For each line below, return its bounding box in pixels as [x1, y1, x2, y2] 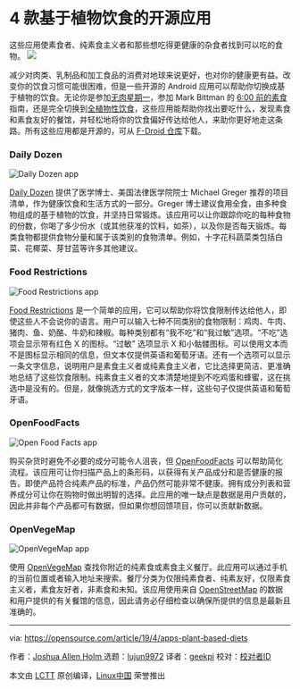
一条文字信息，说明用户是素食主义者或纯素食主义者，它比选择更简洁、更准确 [9, 360, 291, 371]
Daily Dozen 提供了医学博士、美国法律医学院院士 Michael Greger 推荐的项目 [9, 187, 289, 197]
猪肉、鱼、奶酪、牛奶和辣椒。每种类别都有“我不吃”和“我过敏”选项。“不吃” [9, 327, 280, 338]
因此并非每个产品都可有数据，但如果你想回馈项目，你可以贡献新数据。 [9, 500, 268, 510]
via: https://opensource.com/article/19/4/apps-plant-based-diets [9, 633, 248, 643]
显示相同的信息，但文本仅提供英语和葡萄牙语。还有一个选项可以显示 [39, 349, 291, 360]
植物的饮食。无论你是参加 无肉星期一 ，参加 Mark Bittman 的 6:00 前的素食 [16, 91, 287, 103]
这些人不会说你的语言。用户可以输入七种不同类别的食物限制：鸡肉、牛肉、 [16, 315, 291, 326]
